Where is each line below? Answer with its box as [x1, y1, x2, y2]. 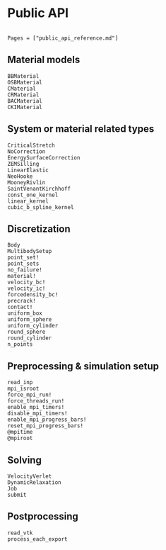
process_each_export [7, 535, 69, 543]
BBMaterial [7, 72, 40, 79]
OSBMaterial [7, 79, 42, 86]
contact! [7, 303, 33, 311]
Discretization [7, 223, 71, 235]
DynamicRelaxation [7, 479, 61, 486]
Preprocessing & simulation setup [7, 360, 159, 372]
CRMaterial [7, 91, 40, 99]
